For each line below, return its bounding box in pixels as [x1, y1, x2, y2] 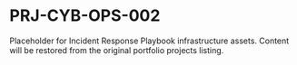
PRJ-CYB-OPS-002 [9, 5, 161, 26]
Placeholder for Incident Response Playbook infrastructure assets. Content [9, 35, 290, 46]
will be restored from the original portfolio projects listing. [9, 44, 224, 55]
